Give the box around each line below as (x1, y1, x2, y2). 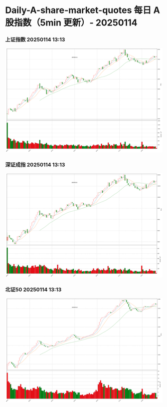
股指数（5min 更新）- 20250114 (5, 17, 138, 28)
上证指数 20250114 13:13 (5, 36, 65, 43)
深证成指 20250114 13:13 (5, 161, 65, 168)
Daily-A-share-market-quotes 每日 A (5, 4, 161, 16)
